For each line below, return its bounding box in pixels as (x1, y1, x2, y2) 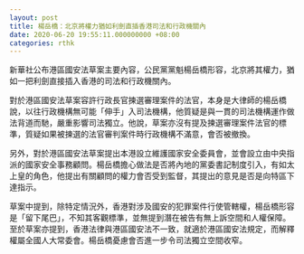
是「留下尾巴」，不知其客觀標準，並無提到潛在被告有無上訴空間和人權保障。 (9, 212, 291, 223)
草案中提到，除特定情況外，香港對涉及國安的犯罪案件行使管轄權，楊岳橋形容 (9, 201, 295, 212)
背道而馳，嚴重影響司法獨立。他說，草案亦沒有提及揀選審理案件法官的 (16, 118, 279, 128)
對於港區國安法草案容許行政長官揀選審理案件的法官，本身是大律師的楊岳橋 (9, 95, 287, 106)
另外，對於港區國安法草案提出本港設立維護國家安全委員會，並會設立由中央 (9, 148, 287, 159)
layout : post (9, 13, 59, 23)
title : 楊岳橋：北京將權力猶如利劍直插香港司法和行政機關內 (9, 22, 206, 31)
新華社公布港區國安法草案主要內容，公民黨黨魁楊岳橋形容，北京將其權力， (9, 64, 287, 75)
